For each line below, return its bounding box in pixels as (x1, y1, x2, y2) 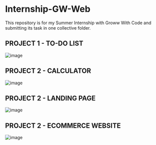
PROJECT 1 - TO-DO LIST (5, 39, 84, 48)
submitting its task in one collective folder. (5, 25, 91, 31)
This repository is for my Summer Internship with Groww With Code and (5, 20, 152, 26)
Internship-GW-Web (5, 3, 90, 15)
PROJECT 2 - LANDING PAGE (5, 94, 96, 102)
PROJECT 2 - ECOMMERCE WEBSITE (5, 121, 121, 130)
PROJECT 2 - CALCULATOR (5, 67, 91, 75)
